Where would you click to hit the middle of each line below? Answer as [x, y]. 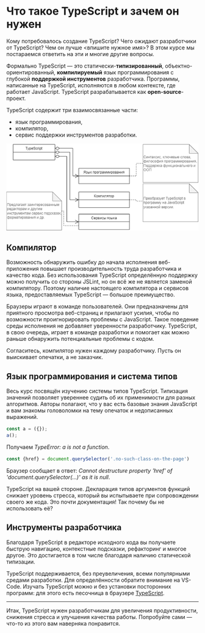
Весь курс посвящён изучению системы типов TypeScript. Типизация [97, 391]
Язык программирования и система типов [92, 376]
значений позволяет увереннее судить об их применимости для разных [101, 398]
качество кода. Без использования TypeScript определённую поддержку [102, 275]
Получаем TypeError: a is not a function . [58, 447]
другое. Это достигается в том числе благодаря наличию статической [99, 555]
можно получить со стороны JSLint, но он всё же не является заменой [99, 282]
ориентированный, [31, 72]
